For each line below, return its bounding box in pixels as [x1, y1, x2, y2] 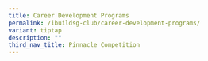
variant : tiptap [8, 26, 62, 34]
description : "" [8, 33, 62, 42]
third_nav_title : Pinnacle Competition [8, 41, 141, 49]
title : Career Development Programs [8, 11, 129, 20]
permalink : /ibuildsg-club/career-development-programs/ [8, 19, 201, 27]
